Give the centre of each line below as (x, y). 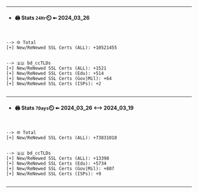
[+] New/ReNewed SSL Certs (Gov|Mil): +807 (60, 169)
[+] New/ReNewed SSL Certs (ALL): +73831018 (62, 138)
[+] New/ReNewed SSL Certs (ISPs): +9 (54, 174)
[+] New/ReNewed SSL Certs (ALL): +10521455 (62, 48)
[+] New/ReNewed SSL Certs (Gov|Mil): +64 (59, 79)
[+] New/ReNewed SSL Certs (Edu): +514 (55, 74)
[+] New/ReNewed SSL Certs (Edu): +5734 (57, 164)
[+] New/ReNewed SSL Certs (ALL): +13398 (58, 159)
